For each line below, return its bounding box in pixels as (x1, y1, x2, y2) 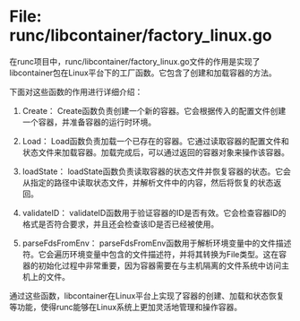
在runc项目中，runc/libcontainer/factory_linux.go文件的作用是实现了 (9, 56, 261, 66)
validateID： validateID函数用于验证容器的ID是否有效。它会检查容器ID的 (21, 207, 287, 218)
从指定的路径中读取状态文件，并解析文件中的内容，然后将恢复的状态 (21, 177, 274, 187)
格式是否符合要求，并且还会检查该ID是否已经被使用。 (21, 218, 219, 230)
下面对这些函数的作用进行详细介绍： (9, 86, 143, 97)
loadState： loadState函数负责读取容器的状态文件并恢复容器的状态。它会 (21, 166, 291, 177)
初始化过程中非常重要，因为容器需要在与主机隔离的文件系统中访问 (38, 260, 282, 271)
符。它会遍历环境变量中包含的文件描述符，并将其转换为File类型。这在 (21, 248, 279, 259)
